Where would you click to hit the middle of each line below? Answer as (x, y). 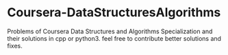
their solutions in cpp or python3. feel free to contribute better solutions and (114, 38)
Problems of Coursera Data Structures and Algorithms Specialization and (110, 31)
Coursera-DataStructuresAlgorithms (114, 13)
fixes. (15, 45)
